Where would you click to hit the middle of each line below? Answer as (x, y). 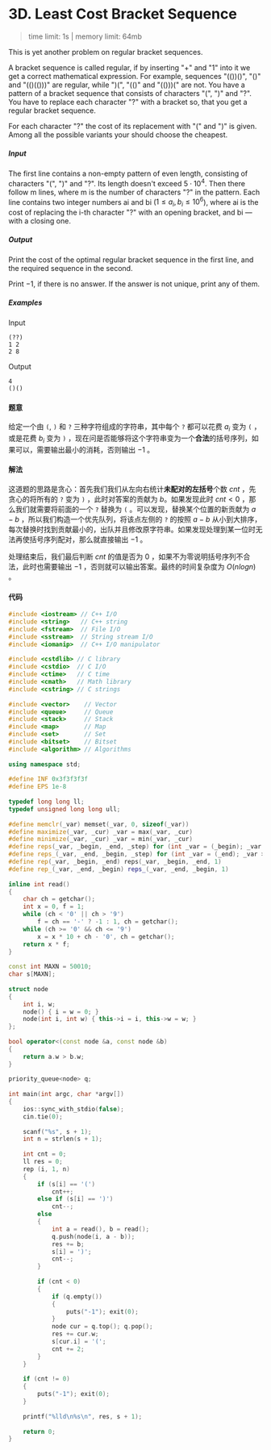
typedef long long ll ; (46, 802)
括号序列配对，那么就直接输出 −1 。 (88, 539)
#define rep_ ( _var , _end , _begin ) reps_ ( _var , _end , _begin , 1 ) (119, 869)
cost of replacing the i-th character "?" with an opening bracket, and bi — (130, 212)
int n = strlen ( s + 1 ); (63, 1139)
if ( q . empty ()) (77, 1296)
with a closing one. (40, 221)
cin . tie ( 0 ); (43, 1117)
